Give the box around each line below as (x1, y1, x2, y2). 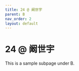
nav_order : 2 (5, 16, 32, 21)
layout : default (5, 21, 38, 26)
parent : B (5, 12, 25, 17)
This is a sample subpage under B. (5, 60, 75, 67)
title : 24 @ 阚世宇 (5, 7, 42, 12)
